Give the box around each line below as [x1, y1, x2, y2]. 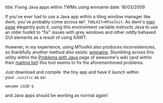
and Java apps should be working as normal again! [5, 93, 108, 98]
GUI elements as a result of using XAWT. [5, 34, 87, 40]
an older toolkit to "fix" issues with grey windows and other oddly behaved [5, 29, 156, 35]
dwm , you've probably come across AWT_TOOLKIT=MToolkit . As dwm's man [5, 19, 155, 25]
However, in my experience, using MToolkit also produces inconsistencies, [5, 44, 156, 50]
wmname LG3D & [5, 84, 34, 89]
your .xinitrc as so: [5, 75, 47, 80]
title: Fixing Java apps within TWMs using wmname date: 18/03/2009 [5, 4, 145, 10]
